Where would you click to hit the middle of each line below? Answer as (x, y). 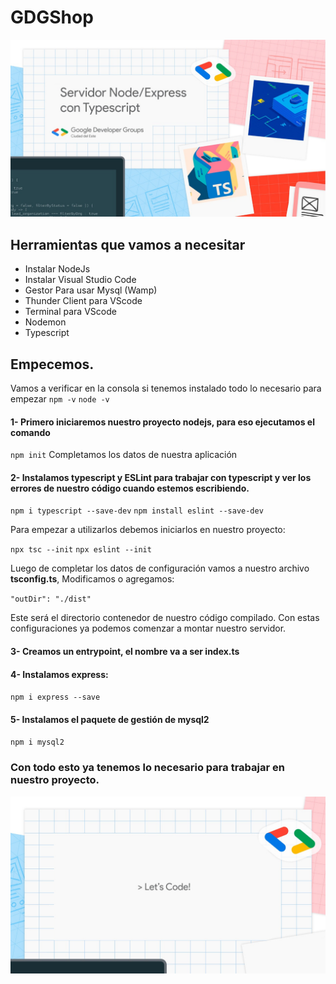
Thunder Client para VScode (83, 301)
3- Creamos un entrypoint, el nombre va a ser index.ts (125, 652)
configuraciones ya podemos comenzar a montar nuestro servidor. (148, 628)
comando (30, 432)
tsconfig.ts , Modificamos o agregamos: (92, 579)
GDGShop (52, 17)
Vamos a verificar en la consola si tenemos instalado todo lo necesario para (166, 388)
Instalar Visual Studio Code (80, 280)
